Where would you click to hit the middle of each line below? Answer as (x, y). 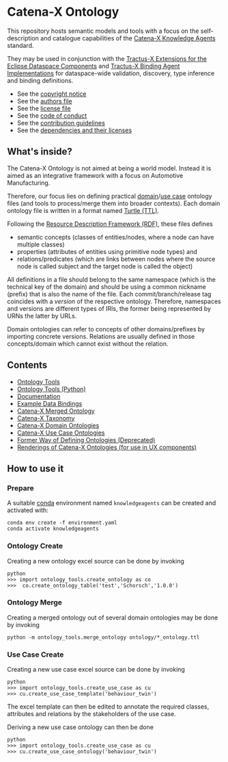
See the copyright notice (52, 94)
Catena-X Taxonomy (46, 418)
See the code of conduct (52, 115)
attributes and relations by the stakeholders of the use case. (91, 714)
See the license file (44, 108)
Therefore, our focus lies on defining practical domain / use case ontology (110, 196)
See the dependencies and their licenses (74, 130)
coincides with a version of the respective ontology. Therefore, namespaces (114, 301)
